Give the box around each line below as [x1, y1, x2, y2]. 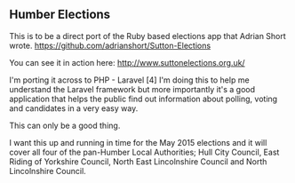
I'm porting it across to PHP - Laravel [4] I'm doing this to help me [9, 75, 251, 85]
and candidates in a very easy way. [9, 102, 139, 114]
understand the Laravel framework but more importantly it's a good [9, 84, 256, 94]
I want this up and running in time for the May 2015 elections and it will [9, 137, 267, 147]
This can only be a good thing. [9, 120, 121, 131]
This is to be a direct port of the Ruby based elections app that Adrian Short [9, 30, 286, 41]
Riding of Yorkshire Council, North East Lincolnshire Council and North [9, 155, 267, 167]
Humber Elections [9, 7, 111, 22]
